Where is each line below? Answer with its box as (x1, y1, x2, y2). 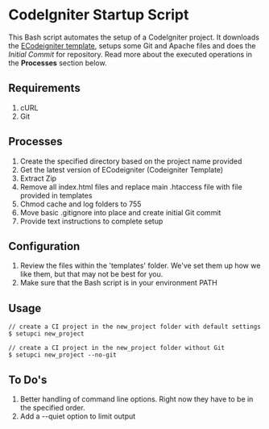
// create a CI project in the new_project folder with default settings (8, 323, 262, 331)
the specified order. (19, 403, 86, 412)
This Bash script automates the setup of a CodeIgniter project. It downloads (8, 32, 260, 42)
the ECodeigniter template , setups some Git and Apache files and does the (8, 40, 256, 50)
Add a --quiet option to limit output (19, 411, 136, 421)
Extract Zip (19, 173, 57, 183)
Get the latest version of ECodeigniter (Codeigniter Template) (19, 165, 224, 174)
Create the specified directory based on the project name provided (19, 156, 242, 166)
